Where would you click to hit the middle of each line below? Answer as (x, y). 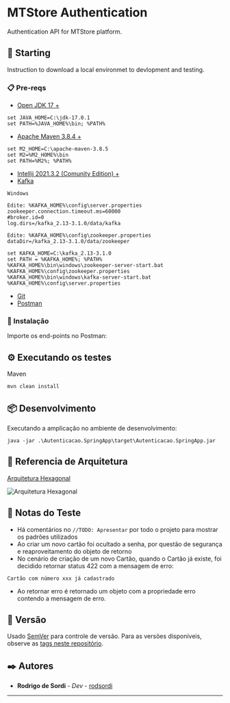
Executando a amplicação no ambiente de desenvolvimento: (92, 428)
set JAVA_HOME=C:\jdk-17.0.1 (49, 118)
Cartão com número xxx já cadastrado (61, 578)
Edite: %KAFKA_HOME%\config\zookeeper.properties (79, 235)
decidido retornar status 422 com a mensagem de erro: (95, 565)
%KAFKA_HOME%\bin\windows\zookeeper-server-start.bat (86, 266)
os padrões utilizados (47, 537)
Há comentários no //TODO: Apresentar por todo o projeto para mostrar (117, 529)
